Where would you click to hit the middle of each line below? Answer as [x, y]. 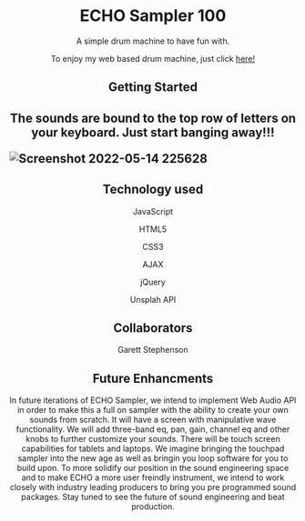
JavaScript [153, 211]
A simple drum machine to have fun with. [153, 41]
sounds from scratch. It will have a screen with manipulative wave [153, 420]
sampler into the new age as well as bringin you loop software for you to [153, 458]
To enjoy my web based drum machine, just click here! [153, 58]
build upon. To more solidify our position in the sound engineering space [153, 468]
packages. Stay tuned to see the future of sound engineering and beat [153, 497]
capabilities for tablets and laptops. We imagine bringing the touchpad [153, 449]
